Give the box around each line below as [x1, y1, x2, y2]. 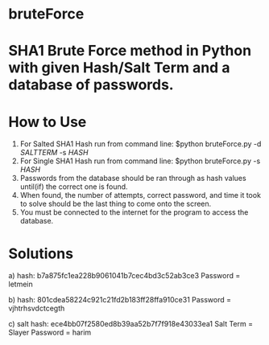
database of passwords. [8, 76, 175, 94]
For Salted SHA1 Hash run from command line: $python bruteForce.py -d [19, 139, 262, 149]
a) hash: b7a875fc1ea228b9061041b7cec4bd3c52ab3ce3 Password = [8, 271, 241, 281]
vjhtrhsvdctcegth [8, 303, 65, 314]
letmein [8, 279, 34, 290]
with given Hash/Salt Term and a [8, 59, 230, 77]
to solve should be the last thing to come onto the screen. [19, 199, 212, 209]
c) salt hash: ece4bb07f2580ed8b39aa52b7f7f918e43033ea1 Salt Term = [8, 319, 254, 329]
